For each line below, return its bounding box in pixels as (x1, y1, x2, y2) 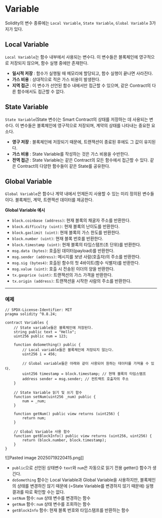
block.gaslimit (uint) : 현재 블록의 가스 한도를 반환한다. (12, 229, 121, 236)
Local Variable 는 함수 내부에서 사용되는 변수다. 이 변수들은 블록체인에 (5, 54, 138, 60)
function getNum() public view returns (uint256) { (13, 411, 120, 416)
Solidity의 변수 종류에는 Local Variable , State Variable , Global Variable (5, 20, 148, 26)
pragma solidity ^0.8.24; (5, 311, 57, 316)
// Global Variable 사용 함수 (13, 429, 70, 434)
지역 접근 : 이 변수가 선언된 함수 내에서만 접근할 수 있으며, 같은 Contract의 (12, 82, 151, 88)
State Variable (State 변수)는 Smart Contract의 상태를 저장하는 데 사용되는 (5, 116, 148, 122)
